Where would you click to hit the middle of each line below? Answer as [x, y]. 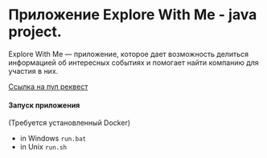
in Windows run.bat [53, 139]
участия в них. [33, 71]
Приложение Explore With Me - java [133, 15]
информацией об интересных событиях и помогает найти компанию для [133, 63]
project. [35, 32]
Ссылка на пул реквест [48, 87]
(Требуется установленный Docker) [70, 123]
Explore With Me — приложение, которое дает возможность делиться [129, 54]
